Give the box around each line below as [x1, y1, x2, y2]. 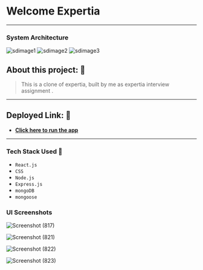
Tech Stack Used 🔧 [6, 147, 63, 156]
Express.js [14, 182, 43, 188]
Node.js [14, 175, 34, 181]
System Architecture [6, 33, 69, 42]
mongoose [14, 194, 37, 200]
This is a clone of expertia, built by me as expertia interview [21, 81, 170, 88]
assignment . [21, 87, 53, 94]
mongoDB [14, 188, 34, 194]
